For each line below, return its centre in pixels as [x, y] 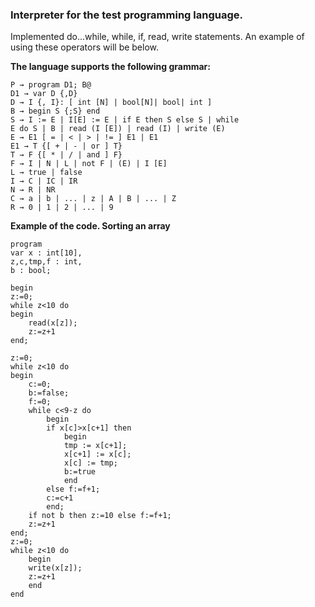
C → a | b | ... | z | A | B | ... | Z [93, 199]
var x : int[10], [46, 253]
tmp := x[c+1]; [95, 446]
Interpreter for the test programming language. [126, 15]
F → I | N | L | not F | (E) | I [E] [89, 164]
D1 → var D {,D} [44, 94]
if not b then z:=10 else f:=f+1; [100, 516]
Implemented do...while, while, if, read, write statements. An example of [157, 37]
